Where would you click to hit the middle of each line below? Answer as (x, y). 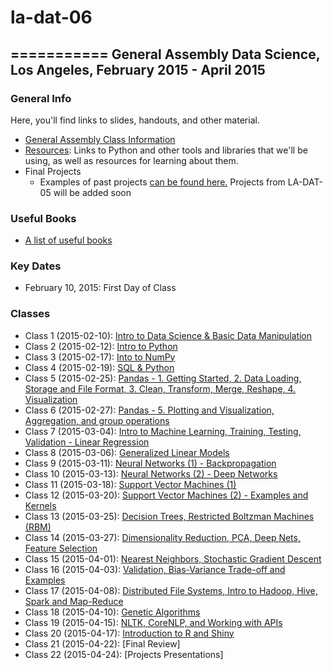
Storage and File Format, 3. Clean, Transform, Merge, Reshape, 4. (160, 388)
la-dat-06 (51, 17)
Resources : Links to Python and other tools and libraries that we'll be (166, 150)
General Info (41, 98)
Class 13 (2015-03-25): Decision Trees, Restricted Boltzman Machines (169, 516)
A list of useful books (68, 240)
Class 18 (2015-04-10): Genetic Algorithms (112, 612)
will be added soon (92, 192)
